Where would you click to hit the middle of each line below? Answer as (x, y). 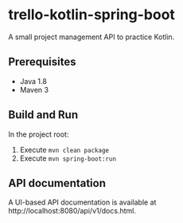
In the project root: (39, 134)
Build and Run (43, 115)
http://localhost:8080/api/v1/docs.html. (72, 211)
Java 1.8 (33, 81)
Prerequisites (42, 62)
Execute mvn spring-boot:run (68, 158)
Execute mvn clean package (64, 149)
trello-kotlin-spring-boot (91, 15)
